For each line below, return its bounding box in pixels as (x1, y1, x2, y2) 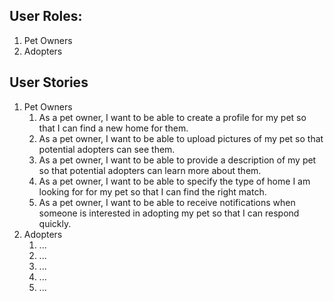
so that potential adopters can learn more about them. (38, 164, 262, 176)
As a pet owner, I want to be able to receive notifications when (38, 196, 296, 208)
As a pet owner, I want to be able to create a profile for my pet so (38, 111, 307, 123)
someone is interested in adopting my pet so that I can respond (38, 207, 300, 219)
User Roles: (9, 8, 83, 25)
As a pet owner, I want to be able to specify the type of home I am (38, 175, 311, 187)
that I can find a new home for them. (38, 122, 189, 134)
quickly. (38, 217, 72, 229)
